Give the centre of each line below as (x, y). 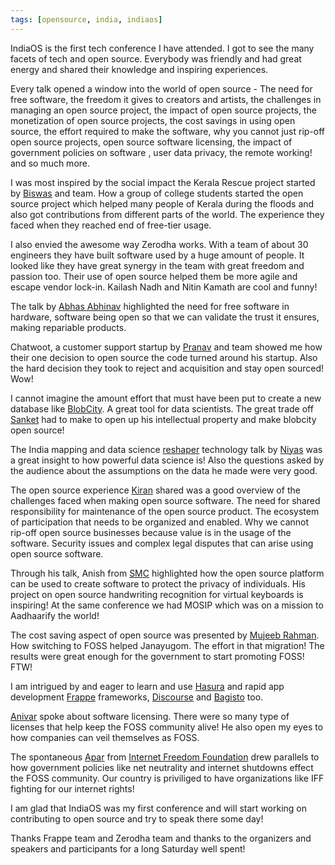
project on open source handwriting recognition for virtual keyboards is (157, 594)
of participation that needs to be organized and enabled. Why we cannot (160, 522)
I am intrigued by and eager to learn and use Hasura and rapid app (147, 686)
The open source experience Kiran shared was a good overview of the (155, 490)
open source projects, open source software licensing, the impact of (151, 142)
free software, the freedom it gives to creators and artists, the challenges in (166, 99)
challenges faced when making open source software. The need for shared (165, 500)
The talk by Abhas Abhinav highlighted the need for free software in (150, 306)
